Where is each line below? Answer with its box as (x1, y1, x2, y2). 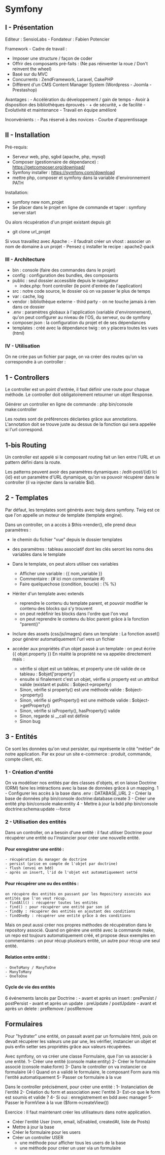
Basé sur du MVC (12, 71, 48, 77)
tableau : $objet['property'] (19, 671, 75, 677)
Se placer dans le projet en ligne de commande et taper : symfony (12, 204, 146, 210)
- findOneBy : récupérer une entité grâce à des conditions (5, 913, 132, 918)
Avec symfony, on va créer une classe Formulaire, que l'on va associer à (5, 1053, 152, 1059)
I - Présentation (5, 23, 54, 32)
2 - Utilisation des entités (5, 818, 66, 825)
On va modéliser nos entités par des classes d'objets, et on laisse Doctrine (5, 780, 157, 786)
